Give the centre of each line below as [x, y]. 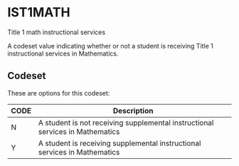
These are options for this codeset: [59, 93]
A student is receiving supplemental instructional [119, 143]
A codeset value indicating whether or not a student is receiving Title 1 [110, 46]
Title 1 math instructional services [56, 32]
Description [133, 110]
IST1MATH [39, 12]
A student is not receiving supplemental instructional [126, 123]
